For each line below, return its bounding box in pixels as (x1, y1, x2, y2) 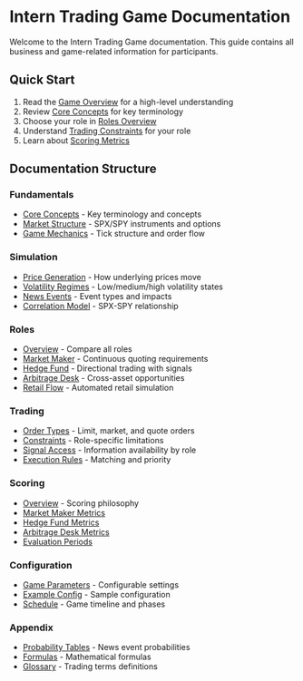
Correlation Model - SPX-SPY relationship (22, 300, 179, 311)
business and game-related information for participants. (9, 45, 219, 56)
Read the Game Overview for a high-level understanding (22, 96, 234, 107)
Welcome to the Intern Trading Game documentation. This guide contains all (9, 36, 295, 47)
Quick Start (9, 73, 75, 88)
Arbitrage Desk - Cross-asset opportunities (22, 373, 185, 384)
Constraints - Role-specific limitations (22, 435, 164, 446)
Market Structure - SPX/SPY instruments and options (22, 219, 221, 229)
